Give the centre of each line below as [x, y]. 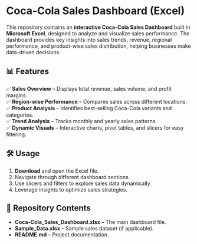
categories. [20, 115]
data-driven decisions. [33, 52]
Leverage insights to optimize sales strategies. [71, 189]
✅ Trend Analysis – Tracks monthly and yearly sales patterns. [82, 121]
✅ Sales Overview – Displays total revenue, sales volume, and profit [89, 88]
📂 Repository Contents [49, 208]
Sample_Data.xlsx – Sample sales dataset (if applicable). [84, 229]
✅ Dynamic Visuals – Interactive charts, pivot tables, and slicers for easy [95, 127]
